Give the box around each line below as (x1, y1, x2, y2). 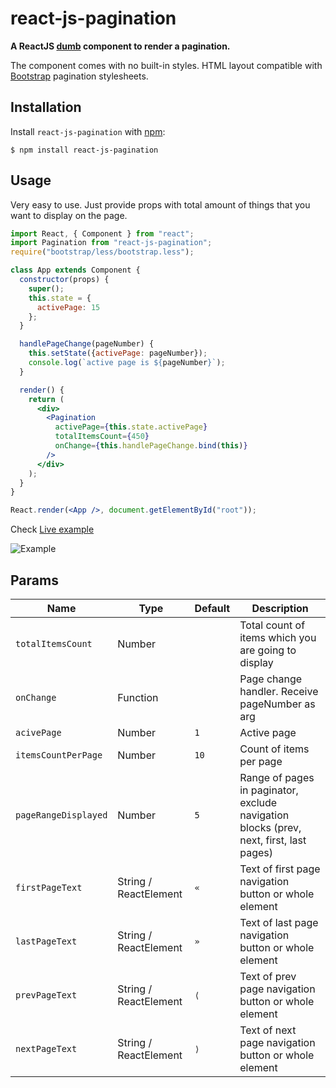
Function (117, 691, 159, 704)
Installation (10, 99, 82, 116)
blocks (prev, (239, 821, 302, 834)
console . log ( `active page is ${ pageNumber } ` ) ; (28, 358, 226, 368)
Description (251, 602, 309, 615)
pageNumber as (239, 697, 316, 711)
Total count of (239, 618, 306, 632)
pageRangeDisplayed (15, 810, 108, 821)
